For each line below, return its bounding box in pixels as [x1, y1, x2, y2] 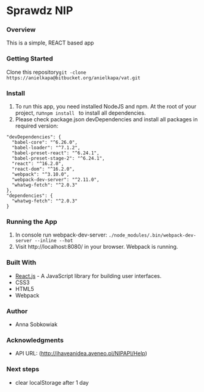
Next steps [6, 365, 40, 374]
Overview [6, 26, 36, 34]
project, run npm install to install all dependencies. [15, 109, 146, 116]
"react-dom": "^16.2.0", [12, 166, 75, 173]
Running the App [6, 218, 57, 226]
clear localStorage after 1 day [15, 379, 89, 386]
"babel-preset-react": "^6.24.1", [12, 150, 100, 156]
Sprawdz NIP [6, 4, 73, 18]
